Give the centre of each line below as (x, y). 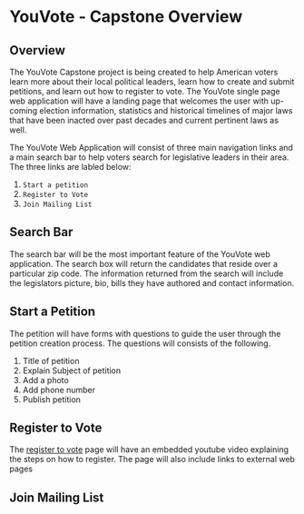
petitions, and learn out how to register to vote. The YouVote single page (145, 91)
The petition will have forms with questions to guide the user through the (145, 333)
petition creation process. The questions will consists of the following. (140, 343)
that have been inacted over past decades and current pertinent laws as (144, 120)
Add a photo (46, 380)
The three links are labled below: (70, 167)
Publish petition (52, 399)
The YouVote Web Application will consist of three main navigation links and (151, 148)
